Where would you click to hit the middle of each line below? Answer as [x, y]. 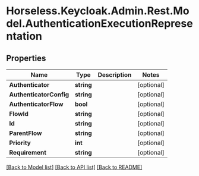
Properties [26, 58]
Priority [20, 143]
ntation [24, 36]
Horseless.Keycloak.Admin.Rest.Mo [98, 11]
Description [115, 75]
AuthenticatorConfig [39, 95]
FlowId [19, 114]
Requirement [28, 153]
